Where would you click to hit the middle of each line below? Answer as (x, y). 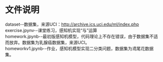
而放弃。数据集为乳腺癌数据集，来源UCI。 (47, 42)
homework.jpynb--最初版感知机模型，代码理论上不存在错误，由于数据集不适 (81, 36)
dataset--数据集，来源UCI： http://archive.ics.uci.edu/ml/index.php (72, 24)
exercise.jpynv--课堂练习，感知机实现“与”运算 (51, 30)
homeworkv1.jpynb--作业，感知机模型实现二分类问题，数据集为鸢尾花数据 (79, 48)
